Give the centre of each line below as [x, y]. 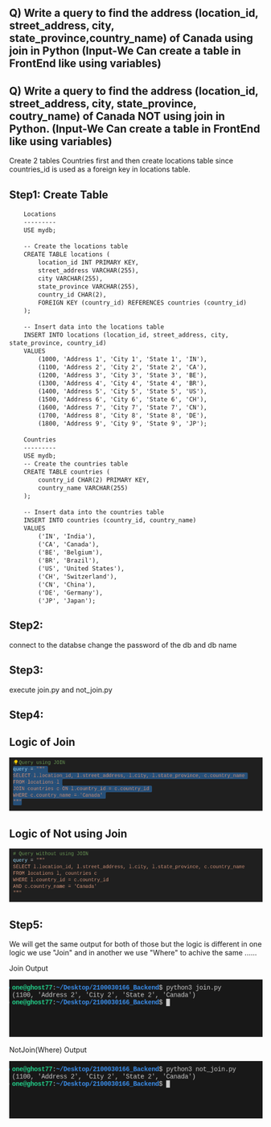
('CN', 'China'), [67, 585]
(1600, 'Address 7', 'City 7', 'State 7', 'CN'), [123, 408]
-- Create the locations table [76, 247]
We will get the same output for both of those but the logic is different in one [135, 944]
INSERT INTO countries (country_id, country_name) [110, 520]
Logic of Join [42, 742]
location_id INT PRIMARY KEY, [88, 263]
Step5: [26, 924]
